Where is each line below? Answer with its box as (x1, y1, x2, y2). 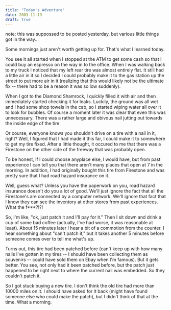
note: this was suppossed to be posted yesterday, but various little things (5, 31, 159, 37)
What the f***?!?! (5, 204, 43, 210)
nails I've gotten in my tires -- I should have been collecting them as (5, 251, 148, 257)
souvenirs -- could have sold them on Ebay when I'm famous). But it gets (5, 256, 159, 263)
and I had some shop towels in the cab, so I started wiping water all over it (5, 104, 161, 110)
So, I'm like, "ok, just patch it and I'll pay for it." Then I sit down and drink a (5, 214, 162, 220)
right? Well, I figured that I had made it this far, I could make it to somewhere (5, 136, 165, 142)
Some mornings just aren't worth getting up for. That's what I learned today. (5, 46, 165, 53)
